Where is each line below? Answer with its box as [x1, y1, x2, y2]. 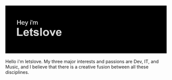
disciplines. [5, 69, 29, 75]
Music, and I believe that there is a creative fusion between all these [5, 64, 149, 70]
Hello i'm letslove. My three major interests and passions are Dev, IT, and [5, 59, 159, 65]
